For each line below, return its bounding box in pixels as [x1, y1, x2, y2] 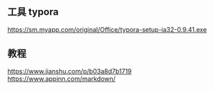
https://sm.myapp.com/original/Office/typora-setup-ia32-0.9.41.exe [7, 25, 207, 33]
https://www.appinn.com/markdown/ [7, 74, 116, 83]
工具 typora [7, 6, 59, 18]
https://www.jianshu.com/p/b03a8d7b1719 [7, 67, 132, 75]
